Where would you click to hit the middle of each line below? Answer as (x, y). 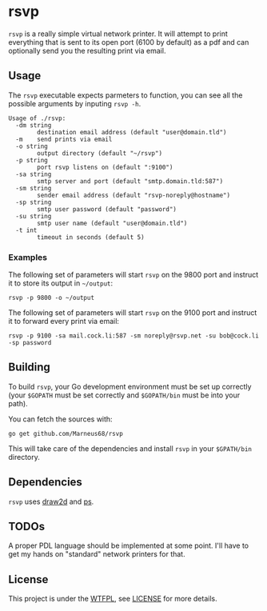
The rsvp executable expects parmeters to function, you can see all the (126, 95)
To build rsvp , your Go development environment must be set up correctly (130, 386)
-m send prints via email (64, 139)
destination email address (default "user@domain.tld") (132, 132)
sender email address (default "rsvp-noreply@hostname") (133, 195)
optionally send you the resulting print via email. (87, 50)
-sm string (34, 188)
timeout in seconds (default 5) (91, 237)
